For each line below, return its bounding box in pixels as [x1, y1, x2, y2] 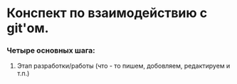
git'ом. [6, 20, 49, 36]
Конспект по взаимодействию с [6, 5, 208, 21]
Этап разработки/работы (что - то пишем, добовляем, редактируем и [16, 62, 231, 70]
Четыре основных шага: [6, 46, 95, 56]
